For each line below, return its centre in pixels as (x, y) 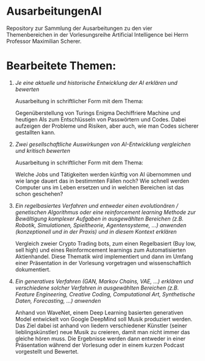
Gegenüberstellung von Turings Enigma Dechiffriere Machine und (98, 113)
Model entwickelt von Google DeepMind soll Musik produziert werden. (104, 319)
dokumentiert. (33, 269)
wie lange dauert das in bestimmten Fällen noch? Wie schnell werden (102, 181)
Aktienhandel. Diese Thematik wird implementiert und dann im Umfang (104, 256)
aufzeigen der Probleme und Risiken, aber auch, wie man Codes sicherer (107, 126)
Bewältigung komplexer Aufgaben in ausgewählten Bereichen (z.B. (99, 219)
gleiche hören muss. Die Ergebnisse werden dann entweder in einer (100, 338)
